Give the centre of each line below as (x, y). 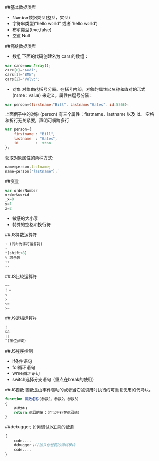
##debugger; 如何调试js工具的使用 (40, 427)
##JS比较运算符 (21, 277)
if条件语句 (22, 361)
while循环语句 (26, 373)
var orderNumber (21, 190)
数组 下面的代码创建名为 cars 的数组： (50, 56)
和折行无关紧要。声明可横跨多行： (39, 120)
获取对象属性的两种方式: (29, 158)
